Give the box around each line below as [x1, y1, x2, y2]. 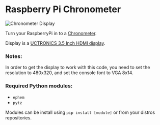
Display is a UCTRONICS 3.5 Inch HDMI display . [5, 40, 105, 46]
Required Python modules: [5, 82, 73, 89]
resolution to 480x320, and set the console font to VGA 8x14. [5, 70, 134, 76]
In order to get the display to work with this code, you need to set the [5, 65, 150, 71]
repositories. [5, 114, 32, 120]
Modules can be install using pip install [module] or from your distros [5, 109, 155, 115]
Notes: [5, 52, 22, 59]
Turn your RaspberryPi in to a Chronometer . [5, 30, 97, 36]
